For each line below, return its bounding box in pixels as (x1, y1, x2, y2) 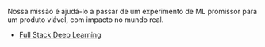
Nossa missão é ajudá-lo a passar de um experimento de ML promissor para (7, 7, 258, 16)
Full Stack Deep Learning (18, 31, 102, 39)
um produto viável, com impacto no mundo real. (7, 15, 164, 24)
